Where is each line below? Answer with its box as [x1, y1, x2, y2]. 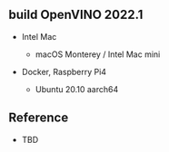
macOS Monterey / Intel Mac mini [35, 49, 161, 60]
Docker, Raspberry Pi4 [21, 66, 106, 77]
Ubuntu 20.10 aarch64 [35, 83, 119, 94]
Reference [8, 110, 69, 126]
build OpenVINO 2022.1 [8, 7, 144, 23]
